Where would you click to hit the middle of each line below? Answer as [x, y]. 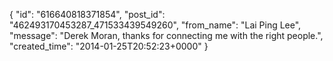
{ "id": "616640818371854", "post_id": [87, 14]
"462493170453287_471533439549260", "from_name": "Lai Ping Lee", [155, 25]
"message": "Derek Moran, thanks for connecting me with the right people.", [166, 35]
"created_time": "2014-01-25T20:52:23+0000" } [109, 46]
